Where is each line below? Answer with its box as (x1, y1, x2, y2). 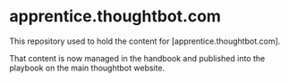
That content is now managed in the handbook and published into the (9, 53, 266, 63)
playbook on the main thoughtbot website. (9, 62, 166, 73)
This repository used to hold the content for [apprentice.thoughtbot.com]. (9, 36, 281, 46)
